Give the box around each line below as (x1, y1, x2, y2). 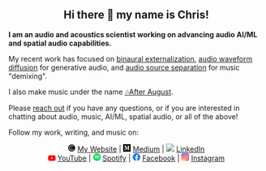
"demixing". (8, 71, 48, 81)
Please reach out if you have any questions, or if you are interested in (8, 103, 241, 113)
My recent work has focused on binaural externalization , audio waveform (8, 53, 253, 63)
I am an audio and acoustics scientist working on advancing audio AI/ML (8, 29, 258, 39)
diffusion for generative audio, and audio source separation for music (8, 62, 241, 72)
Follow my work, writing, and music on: (8, 127, 139, 137)
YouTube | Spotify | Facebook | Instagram (57, 153, 225, 163)
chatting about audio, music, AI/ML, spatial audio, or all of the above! (8, 111, 238, 122)
